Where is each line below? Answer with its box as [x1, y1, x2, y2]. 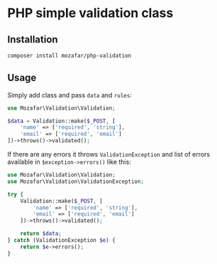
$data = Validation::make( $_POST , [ [7, 117, 116, 125]
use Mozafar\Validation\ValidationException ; [7, 178, 144, 185]
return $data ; [20, 230, 62, 238]
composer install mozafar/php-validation [7, 52, 132, 59]
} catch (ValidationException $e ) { [7, 237, 116, 244]
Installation [7, 33, 58, 46]
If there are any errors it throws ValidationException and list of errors [7, 150, 211, 159]
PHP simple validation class [7, 5, 174, 21]
